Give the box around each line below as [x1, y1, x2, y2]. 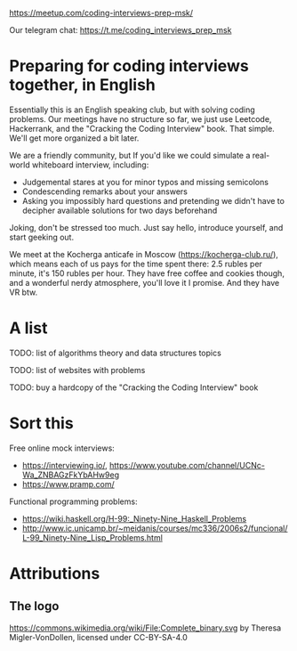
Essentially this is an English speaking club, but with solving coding [9, 104, 255, 115]
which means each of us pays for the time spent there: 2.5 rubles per [9, 258, 262, 269]
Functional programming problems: [9, 496, 138, 507]
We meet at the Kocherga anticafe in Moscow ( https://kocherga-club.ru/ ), [9, 248, 278, 259]
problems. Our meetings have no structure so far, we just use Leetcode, [9, 113, 272, 124]
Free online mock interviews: [9, 443, 116, 453]
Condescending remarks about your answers [21, 186, 189, 197]
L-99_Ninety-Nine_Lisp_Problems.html [21, 532, 163, 542]
